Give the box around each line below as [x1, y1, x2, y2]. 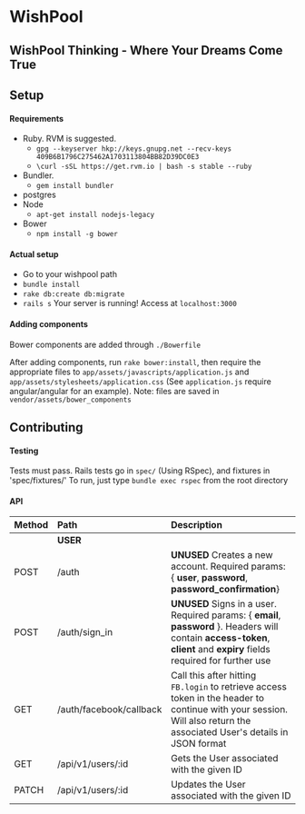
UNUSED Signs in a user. [171, 598, 277, 610]
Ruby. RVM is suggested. [22, 134, 116, 144]
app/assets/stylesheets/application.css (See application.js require [9, 375, 272, 387]
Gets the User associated [171, 752, 279, 765]
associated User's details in [171, 726, 289, 739]
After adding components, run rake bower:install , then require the [9, 356, 261, 367]
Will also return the [171, 715, 251, 728]
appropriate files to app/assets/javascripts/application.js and [9, 366, 250, 377]
